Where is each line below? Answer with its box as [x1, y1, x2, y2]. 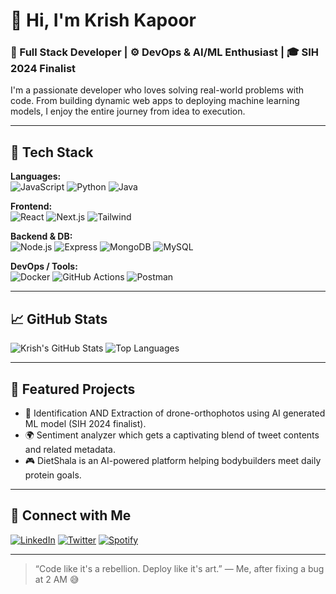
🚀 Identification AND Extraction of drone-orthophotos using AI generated [24, 407, 326, 419]
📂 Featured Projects [10, 380, 136, 398]
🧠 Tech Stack [10, 144, 94, 161]
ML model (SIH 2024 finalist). [24, 417, 147, 429]
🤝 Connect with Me [10, 507, 132, 524]
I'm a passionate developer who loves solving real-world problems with [10, 84, 305, 96]
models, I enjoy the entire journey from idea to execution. [10, 105, 246, 118]
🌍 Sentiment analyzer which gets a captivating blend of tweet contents [24, 429, 320, 441]
